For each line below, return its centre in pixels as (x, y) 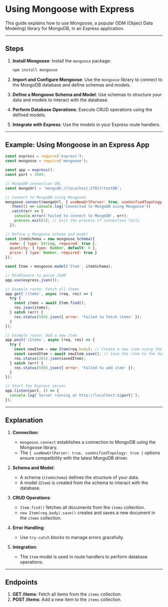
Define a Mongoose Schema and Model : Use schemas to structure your (87, 94)
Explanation (24, 420)
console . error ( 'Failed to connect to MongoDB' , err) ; (71, 216)
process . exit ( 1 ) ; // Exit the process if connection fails (77, 221)
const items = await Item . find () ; (50, 303)
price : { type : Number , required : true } (53, 253)
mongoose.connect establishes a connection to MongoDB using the (88, 442)
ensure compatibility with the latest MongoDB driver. (74, 458)
